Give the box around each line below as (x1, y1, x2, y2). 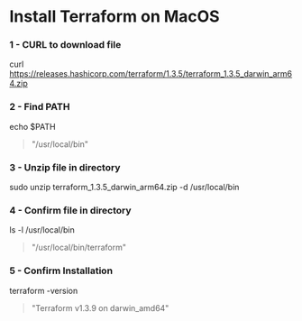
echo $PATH (9, 121, 56, 132)
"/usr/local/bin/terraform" (31, 242, 127, 253)
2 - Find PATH (9, 101, 70, 114)
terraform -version (9, 285, 78, 296)
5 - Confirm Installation (9, 264, 114, 277)
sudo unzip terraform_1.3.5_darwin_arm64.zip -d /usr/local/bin (9, 182, 240, 193)
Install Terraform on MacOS (9, 6, 220, 27)
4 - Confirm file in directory (9, 205, 133, 216)
